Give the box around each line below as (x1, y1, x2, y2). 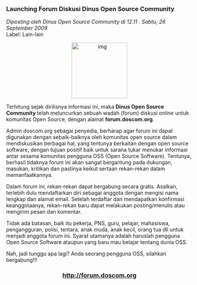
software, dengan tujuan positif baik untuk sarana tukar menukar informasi (6, 146, 188, 153)
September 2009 (6, 24, 48, 31)
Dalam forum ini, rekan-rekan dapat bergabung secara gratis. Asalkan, (6, 183, 177, 190)
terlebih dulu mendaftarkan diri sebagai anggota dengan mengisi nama (6, 189, 179, 197)
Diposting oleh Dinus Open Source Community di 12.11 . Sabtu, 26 (6, 18, 166, 26)
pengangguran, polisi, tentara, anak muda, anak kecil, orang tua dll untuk (6, 226, 184, 233)
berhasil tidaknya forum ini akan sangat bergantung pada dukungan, (6, 159, 173, 166)
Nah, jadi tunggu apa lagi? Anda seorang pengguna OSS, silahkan (6, 250, 167, 257)
